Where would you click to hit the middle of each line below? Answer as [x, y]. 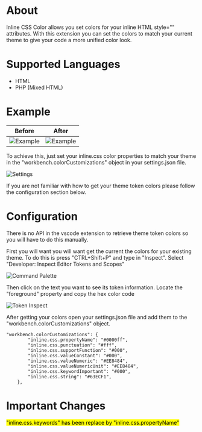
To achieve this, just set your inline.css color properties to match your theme [101, 156]
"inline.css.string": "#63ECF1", [70, 377]
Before [24, 131]
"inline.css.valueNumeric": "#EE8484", [78, 361]
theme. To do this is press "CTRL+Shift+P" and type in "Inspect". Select [95, 257]
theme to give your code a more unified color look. [69, 40]
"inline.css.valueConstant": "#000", [75, 355]
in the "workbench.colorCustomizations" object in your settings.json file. [96, 162]
